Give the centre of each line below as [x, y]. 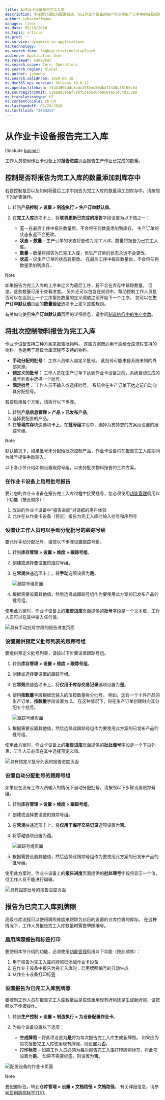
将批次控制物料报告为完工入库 [50, 331]
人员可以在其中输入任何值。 [33, 617]
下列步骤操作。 [20, 197]
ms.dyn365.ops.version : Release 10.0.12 [47, 83]
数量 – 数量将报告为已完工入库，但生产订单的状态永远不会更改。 [84, 253]
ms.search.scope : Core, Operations [41, 65]
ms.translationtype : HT [29, 97]
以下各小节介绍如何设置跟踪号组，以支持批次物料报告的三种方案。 [72, 468]
